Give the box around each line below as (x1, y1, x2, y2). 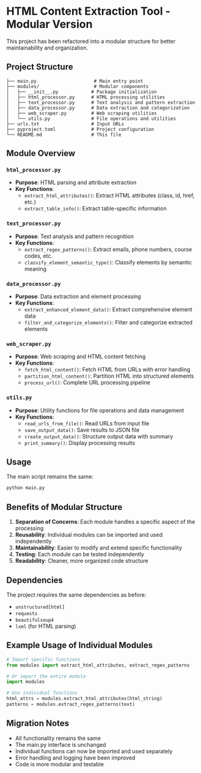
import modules (6, 679, 45, 685)
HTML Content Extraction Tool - (6, 4, 171, 18)
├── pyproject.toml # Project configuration (6, 126, 155, 132)
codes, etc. (24, 252, 53, 260)
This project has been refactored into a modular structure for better (6, 37, 176, 45)
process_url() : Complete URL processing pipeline (24, 379, 151, 386)
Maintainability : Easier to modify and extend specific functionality (15, 544, 182, 551)
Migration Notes (6, 718, 69, 729)
